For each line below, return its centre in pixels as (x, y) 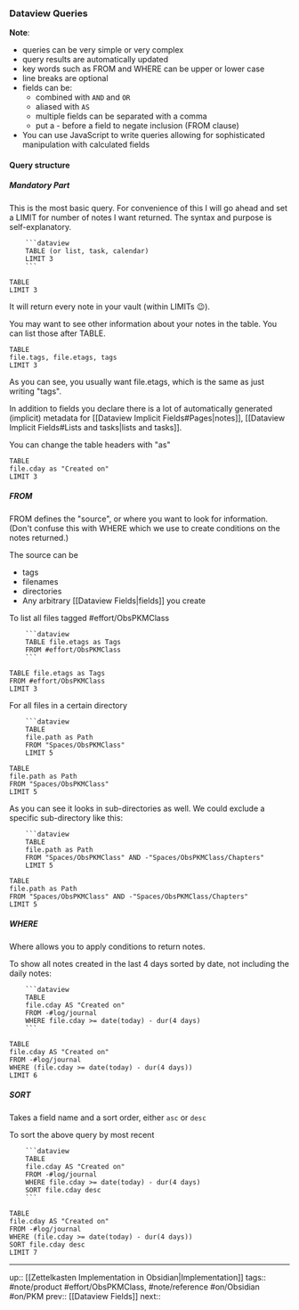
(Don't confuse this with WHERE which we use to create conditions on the (145, 528)
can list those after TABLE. (58, 333)
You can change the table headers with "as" (90, 445)
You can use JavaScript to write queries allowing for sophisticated (143, 135)
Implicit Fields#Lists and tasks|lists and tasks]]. (96, 427)
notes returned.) (39, 537)
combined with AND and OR (83, 97)
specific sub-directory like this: (66, 817)
